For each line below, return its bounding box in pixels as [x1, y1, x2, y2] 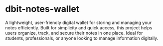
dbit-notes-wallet [5, 3, 80, 15]
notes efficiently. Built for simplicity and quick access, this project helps [5, 24, 153, 30]
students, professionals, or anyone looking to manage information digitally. [5, 35, 159, 41]
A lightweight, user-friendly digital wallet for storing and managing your [5, 20, 152, 25]
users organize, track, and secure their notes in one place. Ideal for [5, 30, 143, 36]
